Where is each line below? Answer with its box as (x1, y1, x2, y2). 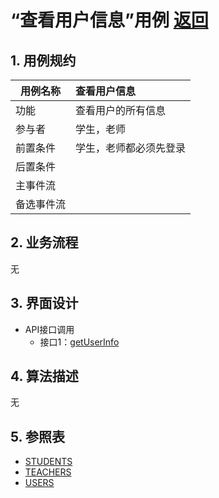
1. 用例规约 (10, 52, 77, 69)
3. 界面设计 (10, 295, 79, 312)
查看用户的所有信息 (75, 104, 167, 117)
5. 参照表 (10, 428, 65, 445)
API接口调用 (24, 323, 75, 335)
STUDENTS (24, 456, 73, 468)
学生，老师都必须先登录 (75, 141, 187, 155)
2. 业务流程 (10, 234, 79, 251)
